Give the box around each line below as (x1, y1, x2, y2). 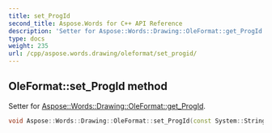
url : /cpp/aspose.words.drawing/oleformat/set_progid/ (8, 49, 198, 58)
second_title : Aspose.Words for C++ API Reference (8, 19, 183, 28)
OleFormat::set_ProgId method (8, 79, 168, 93)
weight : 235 (8, 42, 49, 50)
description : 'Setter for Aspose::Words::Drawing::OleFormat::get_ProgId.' (8, 27, 270, 35)
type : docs (8, 34, 45, 43)
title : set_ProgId (8, 11, 70, 20)
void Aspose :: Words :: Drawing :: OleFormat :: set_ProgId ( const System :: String (8, 117, 266, 125)
